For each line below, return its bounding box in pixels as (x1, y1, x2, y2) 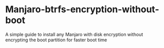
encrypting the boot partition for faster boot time (5, 37, 107, 43)
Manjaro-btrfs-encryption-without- (5, 4, 159, 15)
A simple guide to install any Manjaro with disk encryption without (5, 31, 144, 37)
